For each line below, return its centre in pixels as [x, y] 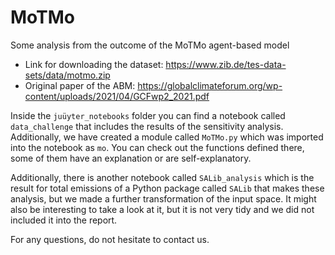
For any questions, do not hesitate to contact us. [110, 239]
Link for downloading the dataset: [94, 64]
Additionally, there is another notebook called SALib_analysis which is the [162, 177]
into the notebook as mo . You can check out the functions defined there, [157, 147]
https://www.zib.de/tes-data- [226, 64]
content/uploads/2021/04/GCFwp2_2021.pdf [117, 96]
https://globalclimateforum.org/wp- [210, 85]
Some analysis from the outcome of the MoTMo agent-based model [150, 45]
